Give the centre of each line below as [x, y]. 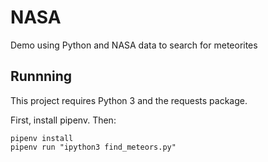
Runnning [41, 76]
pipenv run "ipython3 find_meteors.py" [93, 147]
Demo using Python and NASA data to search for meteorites [134, 45]
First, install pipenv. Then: [63, 120]
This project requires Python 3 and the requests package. [129, 100]
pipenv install [42, 138]
